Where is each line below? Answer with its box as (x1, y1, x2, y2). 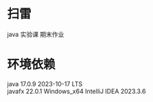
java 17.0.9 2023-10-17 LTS (7, 79, 83, 88)
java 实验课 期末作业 (7, 30, 64, 38)
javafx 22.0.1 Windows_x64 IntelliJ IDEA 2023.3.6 (7, 87, 146, 95)
